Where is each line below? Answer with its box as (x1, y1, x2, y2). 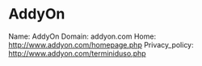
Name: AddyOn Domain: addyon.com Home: (8, 31, 156, 41)
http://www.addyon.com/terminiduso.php (8, 48, 147, 58)
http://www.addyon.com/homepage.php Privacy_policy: (8, 39, 194, 49)
